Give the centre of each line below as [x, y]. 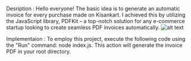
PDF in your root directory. [39, 52]
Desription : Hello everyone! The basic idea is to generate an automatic [93, 9]
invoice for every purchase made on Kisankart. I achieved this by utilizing [96, 15]
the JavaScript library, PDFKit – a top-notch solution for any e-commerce [96, 21]
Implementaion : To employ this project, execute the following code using [96, 39]
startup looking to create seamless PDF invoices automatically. [83, 27]
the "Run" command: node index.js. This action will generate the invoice [94, 45]
